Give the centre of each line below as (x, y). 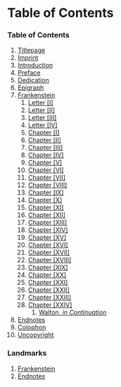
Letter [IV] (43, 125)
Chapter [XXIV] (50, 305)
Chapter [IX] (46, 192)
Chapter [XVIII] (50, 260)
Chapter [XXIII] (50, 297)
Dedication (33, 80)
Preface (29, 73)
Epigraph (31, 88)
